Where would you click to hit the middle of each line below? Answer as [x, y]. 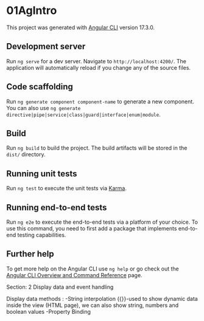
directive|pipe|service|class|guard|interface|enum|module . [83, 114]
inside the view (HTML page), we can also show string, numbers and [93, 305]
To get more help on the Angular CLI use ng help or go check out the [93, 269]
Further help [30, 254]
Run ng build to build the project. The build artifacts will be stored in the [97, 148]
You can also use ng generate [44, 108]
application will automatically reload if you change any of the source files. [98, 67]
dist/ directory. [26, 154]
